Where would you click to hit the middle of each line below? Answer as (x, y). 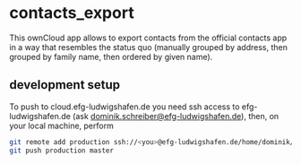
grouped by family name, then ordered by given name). (111, 56)
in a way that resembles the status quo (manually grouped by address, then (149, 47)
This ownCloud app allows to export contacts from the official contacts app (148, 38)
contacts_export (72, 13)
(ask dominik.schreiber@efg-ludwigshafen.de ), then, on (176, 116)
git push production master (62, 151)
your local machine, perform (61, 125)
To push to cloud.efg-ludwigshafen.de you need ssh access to (125, 107)
